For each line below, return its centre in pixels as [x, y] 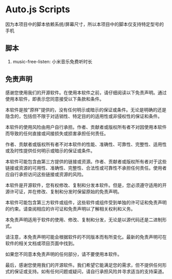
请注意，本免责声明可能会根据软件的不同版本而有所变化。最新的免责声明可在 [86, 237]
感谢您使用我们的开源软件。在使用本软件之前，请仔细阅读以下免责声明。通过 [86, 92]
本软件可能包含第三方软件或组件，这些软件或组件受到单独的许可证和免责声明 [86, 202]
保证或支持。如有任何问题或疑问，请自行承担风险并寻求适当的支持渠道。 [90, 271]
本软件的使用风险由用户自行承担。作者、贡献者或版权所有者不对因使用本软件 [86, 127]
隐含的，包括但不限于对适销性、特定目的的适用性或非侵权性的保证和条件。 [84, 116]
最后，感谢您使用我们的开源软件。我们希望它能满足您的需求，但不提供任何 [84, 265]
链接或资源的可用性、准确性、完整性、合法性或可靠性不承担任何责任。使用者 [86, 168]
